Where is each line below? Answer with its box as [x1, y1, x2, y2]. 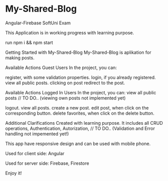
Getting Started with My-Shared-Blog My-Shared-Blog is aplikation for [5, 49, 151, 55]
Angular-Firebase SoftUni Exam [5, 20, 71, 26]
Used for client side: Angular [5, 150, 65, 156]
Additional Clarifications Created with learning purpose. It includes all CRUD [5, 120, 163, 126]
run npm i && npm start [5, 39, 53, 46]
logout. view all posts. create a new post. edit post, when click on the [5, 104, 149, 111]
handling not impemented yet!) [5, 130, 69, 137]
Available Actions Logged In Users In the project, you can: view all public [5, 89, 156, 95]
